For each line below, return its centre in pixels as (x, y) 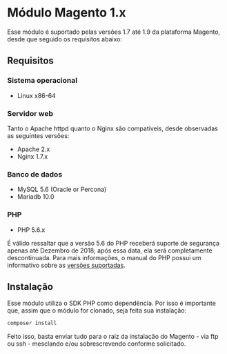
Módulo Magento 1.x (67, 13)
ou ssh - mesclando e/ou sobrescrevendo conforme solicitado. (97, 344)
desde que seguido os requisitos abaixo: (65, 39)
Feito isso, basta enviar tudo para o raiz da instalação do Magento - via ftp (113, 337)
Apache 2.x (33, 149)
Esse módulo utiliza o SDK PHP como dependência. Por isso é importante (111, 303)
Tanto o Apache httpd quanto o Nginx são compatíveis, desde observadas (113, 128)
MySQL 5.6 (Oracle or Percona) (62, 189)
